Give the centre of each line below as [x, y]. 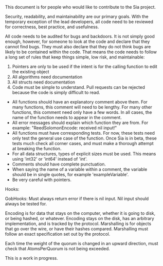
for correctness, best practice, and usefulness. [52, 27]
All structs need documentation [44, 82]
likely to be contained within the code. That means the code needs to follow [81, 52]
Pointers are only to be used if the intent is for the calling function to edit [84, 66]
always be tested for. [26, 204]
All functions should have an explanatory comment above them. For [80, 102]
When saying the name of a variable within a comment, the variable [80, 169]
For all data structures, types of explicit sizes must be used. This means [84, 154]
